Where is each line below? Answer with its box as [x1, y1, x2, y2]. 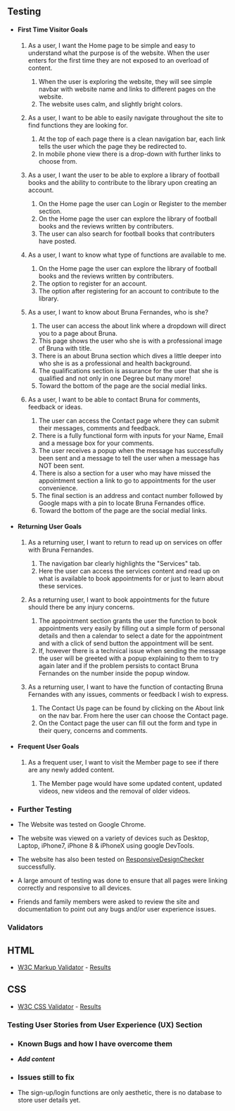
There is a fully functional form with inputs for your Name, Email [38, 431, 224, 439]
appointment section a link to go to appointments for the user [38, 476, 216, 485]
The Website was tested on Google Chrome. [17, 820, 146, 829]
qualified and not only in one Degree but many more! [38, 374, 191, 382]
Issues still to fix [17, 1072, 75, 1082]
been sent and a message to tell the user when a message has [38, 454, 220, 462]
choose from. [38, 157, 77, 165]
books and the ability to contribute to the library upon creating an [27, 178, 217, 186]
